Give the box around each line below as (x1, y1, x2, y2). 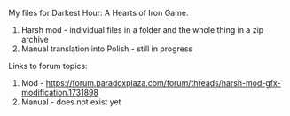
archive (20, 35, 50, 44)
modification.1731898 (20, 88, 99, 97)
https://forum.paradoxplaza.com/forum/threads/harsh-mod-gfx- (45, 78, 281, 88)
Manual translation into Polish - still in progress (20, 43, 192, 54)
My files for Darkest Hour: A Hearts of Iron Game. (8, 8, 189, 18)
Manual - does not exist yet (20, 97, 121, 107)
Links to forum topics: (8, 61, 88, 71)
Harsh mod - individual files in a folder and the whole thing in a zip (20, 25, 264, 35)
